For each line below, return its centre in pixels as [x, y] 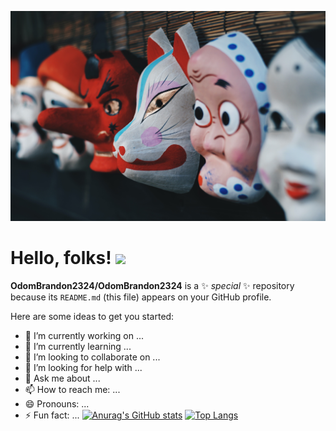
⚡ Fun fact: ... [52, 415]
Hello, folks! [61, 258]
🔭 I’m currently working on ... [84, 336]
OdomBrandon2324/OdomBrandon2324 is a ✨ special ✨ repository [152, 286]
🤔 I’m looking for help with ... [83, 368]
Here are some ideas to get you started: [92, 317]
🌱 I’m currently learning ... [78, 347]
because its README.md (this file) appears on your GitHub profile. [141, 297]
